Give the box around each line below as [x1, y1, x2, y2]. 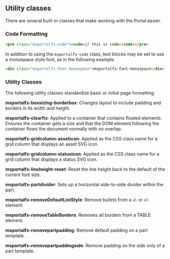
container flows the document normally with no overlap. [5, 126, 122, 132]
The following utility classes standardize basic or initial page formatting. [5, 90, 156, 96]
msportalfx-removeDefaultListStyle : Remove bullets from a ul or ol [5, 197, 149, 203]
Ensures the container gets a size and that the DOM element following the [5, 121, 159, 127]
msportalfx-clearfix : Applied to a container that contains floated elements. [5, 115, 162, 121]
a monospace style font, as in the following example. [5, 56, 116, 63]
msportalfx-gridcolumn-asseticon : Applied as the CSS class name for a [5, 136, 158, 142]
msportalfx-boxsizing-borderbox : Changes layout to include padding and [5, 100, 161, 106]
